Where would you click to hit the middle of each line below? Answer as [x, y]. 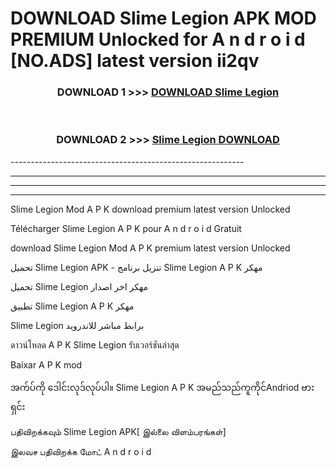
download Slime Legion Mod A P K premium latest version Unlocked [150, 248]
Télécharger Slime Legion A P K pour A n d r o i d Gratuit [126, 228]
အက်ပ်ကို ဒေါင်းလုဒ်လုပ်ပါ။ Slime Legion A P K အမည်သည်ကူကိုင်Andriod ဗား [162, 387]
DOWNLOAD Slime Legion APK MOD [163, 18]
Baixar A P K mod [46, 364]
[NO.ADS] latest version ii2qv [135, 61]
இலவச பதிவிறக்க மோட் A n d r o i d [81, 451]
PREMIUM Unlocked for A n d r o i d [158, 39]
